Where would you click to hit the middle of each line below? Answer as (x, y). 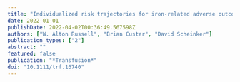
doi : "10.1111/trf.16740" (46, 67)
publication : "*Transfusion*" (52, 61)
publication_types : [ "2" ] (46, 41)
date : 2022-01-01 (33, 21)
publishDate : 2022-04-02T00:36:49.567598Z (71, 27)
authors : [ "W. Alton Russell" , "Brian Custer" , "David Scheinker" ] (110, 34)
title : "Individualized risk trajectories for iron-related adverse (111, 14)
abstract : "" (27, 47)
